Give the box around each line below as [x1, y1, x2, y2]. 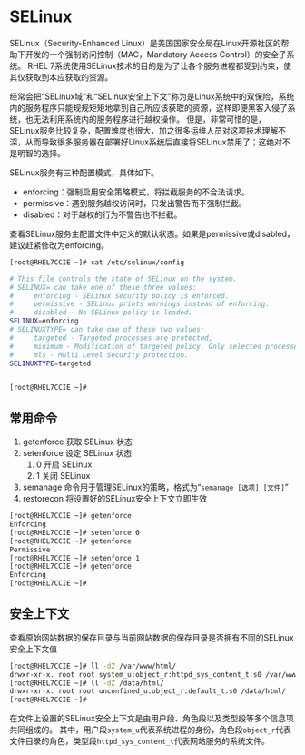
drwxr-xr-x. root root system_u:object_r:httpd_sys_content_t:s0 [9, 670, 261, 679]
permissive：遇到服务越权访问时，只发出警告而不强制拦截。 [22, 197, 247, 208]
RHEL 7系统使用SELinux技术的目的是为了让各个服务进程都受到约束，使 [26, 60, 292, 71]
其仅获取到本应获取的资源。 [9, 71, 113, 83]
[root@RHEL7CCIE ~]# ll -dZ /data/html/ [9, 679, 165, 688]
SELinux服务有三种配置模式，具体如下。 [9, 166, 159, 178]
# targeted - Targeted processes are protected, [9, 333, 213, 343]
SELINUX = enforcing [9, 316, 79, 326]
